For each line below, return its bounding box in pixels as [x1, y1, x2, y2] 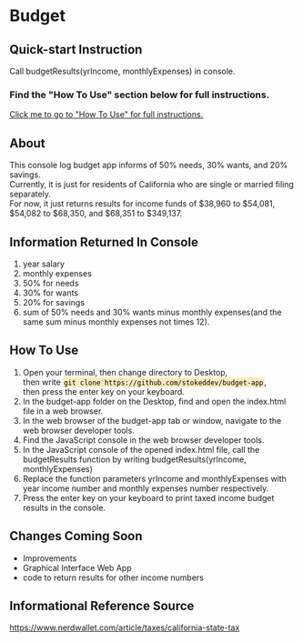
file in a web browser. [22, 406, 104, 416]
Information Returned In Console [9, 234, 198, 250]
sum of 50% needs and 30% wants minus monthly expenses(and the [22, 306, 282, 317]
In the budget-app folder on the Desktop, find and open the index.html [22, 396, 287, 406]
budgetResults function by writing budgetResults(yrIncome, [22, 454, 247, 465]
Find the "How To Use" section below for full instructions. [9, 88, 270, 101]
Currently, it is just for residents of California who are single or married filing [9, 179, 294, 190]
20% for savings [22, 296, 85, 307]
